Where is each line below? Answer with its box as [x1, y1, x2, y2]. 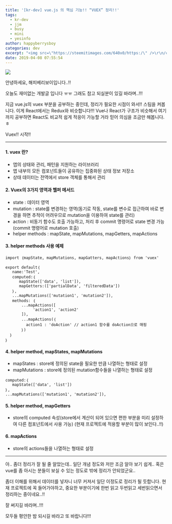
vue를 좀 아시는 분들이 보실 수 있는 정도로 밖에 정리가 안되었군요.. [5, 467, 136, 473]
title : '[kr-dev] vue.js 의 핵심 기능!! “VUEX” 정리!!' [5, 7, 119, 13]
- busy [10, 27, 24, 32]
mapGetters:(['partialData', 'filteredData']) [18, 283, 120, 289]
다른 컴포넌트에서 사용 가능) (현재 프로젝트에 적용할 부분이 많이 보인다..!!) [18, 421, 164, 427]
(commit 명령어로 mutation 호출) [12, 225, 79, 231]
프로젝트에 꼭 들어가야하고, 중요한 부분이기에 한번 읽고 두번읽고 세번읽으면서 [10, 485, 163, 491]
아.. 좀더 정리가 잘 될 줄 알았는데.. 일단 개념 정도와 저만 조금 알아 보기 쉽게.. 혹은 [5, 461, 164, 467]
